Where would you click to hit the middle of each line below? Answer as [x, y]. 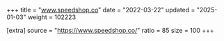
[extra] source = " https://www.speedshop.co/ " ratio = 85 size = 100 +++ [110, 30]
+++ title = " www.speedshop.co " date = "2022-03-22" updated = [101, 10]
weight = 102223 [52, 17]
